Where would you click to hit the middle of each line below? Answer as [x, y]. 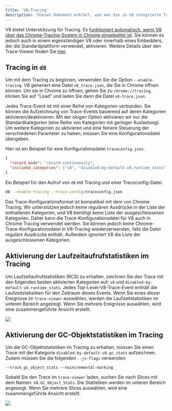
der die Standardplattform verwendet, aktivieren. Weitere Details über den [83, 46]
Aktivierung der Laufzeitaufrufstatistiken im [77, 256]
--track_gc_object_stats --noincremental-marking [59, 368]
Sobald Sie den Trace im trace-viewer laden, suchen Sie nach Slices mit [81, 377]
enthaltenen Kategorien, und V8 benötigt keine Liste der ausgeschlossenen [85, 212]
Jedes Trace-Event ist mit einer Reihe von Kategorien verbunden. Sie [78, 106]
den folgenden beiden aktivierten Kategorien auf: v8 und [65, 282]
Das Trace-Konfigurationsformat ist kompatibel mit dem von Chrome [78, 201]
